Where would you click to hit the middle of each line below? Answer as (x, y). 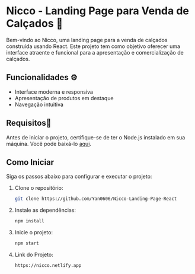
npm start (27, 243)
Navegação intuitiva (39, 104)
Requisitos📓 (29, 123)
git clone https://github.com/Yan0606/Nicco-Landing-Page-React (96, 199)
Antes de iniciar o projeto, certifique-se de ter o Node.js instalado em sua (96, 137)
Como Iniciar (30, 162)
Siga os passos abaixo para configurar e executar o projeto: (79, 177)
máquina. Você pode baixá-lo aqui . (49, 144)
